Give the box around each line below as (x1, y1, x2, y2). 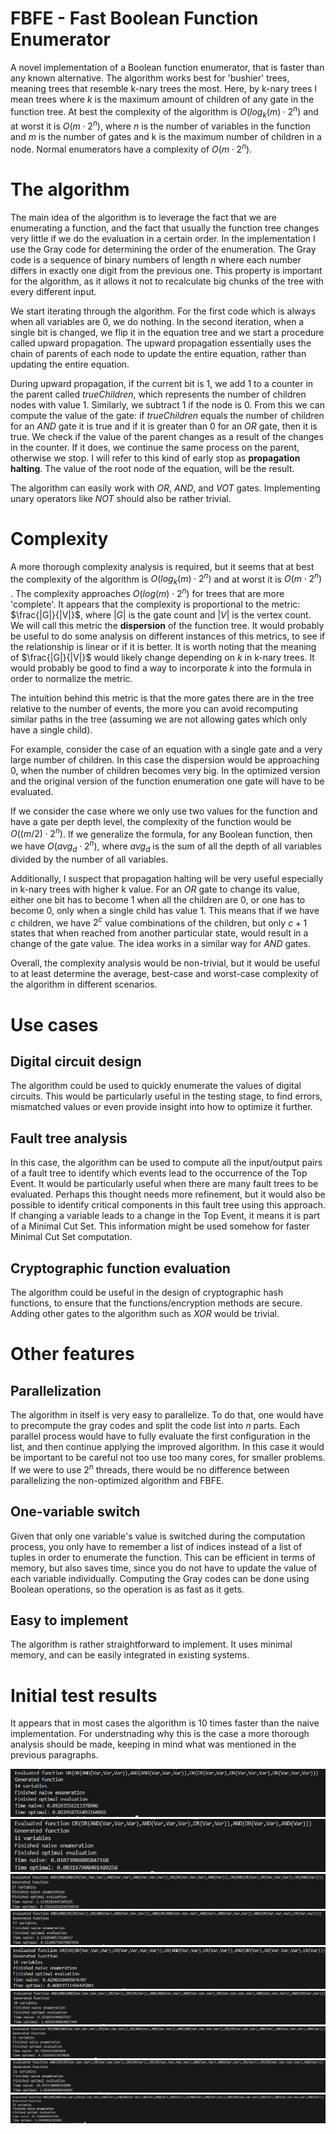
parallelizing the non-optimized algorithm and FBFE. (10, 1474, 225, 1486)
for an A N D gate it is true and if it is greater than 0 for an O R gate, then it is (10, 420, 318, 432)
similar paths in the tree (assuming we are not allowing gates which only (10, 713, 308, 725)
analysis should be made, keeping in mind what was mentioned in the (10, 1738, 297, 1751)
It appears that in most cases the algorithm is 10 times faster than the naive (10, 1717, 320, 1729)
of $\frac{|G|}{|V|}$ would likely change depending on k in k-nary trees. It (10, 651, 315, 663)
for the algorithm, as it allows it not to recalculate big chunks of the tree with (10, 275, 325, 287)
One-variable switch (10, 1503, 141, 1521)
